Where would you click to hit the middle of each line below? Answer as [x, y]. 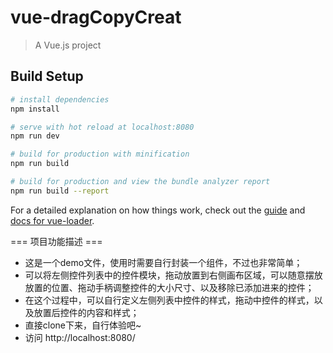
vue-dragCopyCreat [96, 17]
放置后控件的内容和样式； [86, 312]
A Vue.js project [68, 45]
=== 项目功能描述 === [56, 241]
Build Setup [47, 76]
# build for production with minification [100, 154]
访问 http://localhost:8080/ [80, 337]
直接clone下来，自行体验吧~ [83, 325]
